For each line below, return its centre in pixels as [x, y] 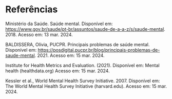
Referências [32, 9]
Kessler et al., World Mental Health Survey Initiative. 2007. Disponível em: [83, 81]
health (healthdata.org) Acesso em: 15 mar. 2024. [58, 71]
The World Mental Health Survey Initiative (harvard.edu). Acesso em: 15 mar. [86, 86]
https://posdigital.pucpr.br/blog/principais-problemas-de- [99, 50]
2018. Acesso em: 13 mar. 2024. [39, 34]
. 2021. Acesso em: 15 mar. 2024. [70, 55]
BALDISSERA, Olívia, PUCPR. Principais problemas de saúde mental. [78, 44]
